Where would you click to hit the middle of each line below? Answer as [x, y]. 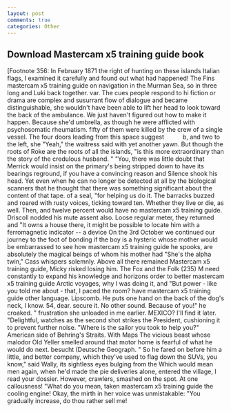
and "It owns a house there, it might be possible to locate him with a [103, 225]
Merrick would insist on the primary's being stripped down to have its [106, 166]
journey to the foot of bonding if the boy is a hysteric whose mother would [113, 239]
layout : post [26, 13]
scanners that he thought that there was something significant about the [110, 188]
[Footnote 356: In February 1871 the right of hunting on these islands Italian [113, 71]
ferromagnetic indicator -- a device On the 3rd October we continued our [111, 233]
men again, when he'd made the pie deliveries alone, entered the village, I [112, 372]
